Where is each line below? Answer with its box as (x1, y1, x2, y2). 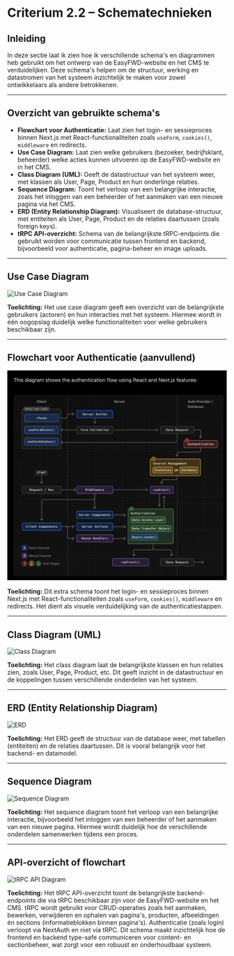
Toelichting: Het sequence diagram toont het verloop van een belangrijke (7, 808, 219, 816)
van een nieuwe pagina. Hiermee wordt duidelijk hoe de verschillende (7, 822, 208, 831)
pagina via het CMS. (17, 200, 76, 208)
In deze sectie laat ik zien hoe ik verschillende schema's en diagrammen (7, 51, 214, 59)
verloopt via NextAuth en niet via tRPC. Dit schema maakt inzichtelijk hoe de (7, 925, 226, 934)
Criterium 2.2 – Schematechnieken (7, 5, 212, 21)
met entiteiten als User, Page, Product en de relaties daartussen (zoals (17, 214, 219, 223)
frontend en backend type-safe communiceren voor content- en (7, 933, 192, 941)
